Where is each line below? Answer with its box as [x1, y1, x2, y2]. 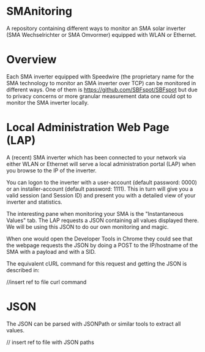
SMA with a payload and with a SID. [6, 248, 96, 255]
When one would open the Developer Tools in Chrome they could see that [6, 235, 193, 242]
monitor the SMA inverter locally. [6, 99, 89, 106]
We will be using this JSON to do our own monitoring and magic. [6, 223, 169, 231]
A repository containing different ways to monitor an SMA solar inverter [6, 25, 186, 32]
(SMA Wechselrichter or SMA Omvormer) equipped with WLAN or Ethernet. [6, 31, 197, 38]
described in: [6, 266, 40, 274]
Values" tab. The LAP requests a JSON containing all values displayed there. [6, 216, 199, 224]
